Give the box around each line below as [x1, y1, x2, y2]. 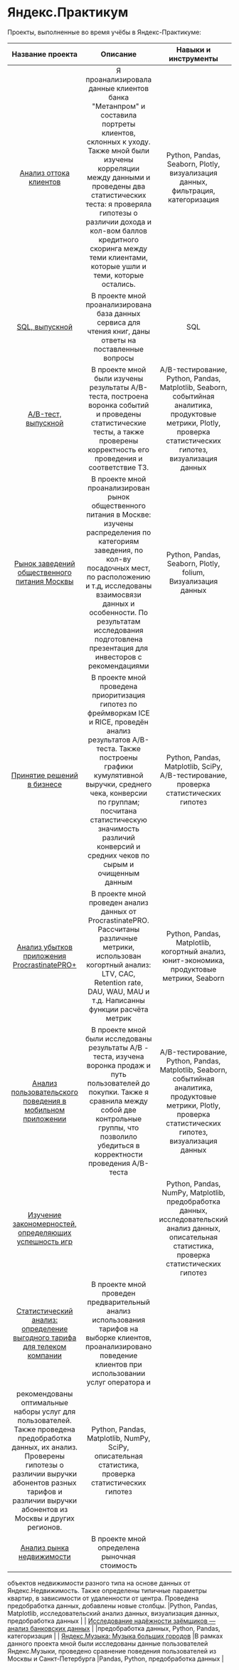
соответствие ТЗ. [88, 462, 149, 472]
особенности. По [89, 607, 148, 617]
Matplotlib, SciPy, [164, 761, 223, 771]
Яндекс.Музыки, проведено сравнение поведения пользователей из [7, 1647, 217, 1655]
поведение [99, 1350, 138, 1360]
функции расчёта [88, 1004, 149, 1014]
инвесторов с [95, 652, 142, 662]
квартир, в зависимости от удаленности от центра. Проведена [7, 1594, 199, 1602]
